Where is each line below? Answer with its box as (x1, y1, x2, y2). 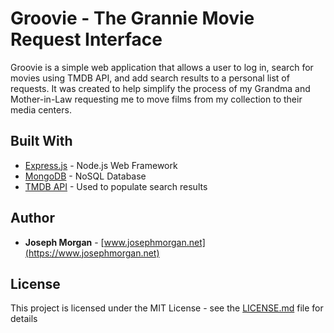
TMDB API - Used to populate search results (24, 180, 208, 192)
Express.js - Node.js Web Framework (24, 159, 178, 171)
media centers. (10, 103, 72, 116)
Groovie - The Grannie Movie (10, 7, 255, 30)
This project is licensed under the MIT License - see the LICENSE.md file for (10, 302, 324, 314)
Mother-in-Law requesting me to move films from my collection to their (10, 93, 303, 105)
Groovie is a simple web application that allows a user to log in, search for (10, 61, 314, 73)
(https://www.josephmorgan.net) (24, 247, 160, 259)
